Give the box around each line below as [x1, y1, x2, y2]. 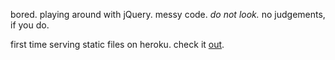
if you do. [10, 19, 50, 31]
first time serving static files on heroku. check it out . [10, 39, 225, 50]
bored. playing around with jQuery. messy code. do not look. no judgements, [10, 9, 326, 20]
